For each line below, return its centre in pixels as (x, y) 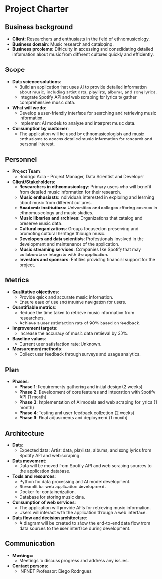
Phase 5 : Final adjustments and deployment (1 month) (73, 418)
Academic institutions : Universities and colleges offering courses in (88, 208)
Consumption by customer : (40, 128)
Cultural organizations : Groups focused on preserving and (79, 228)
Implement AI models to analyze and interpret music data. (77, 123)
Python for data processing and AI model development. (75, 482)
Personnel (21, 159)
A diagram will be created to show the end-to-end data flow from (85, 523)
